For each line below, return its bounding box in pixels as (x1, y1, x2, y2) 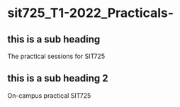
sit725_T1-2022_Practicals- (7, 5, 174, 21)
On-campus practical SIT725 (7, 91, 91, 100)
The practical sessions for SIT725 (7, 52, 105, 60)
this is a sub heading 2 (7, 72, 108, 84)
